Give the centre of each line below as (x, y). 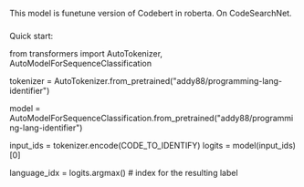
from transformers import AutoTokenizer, (86, 53)
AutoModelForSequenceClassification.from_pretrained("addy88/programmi (152, 118)
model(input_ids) (264, 145)
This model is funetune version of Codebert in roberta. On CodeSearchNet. (151, 13)
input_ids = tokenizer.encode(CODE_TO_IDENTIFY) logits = (120, 145)
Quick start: (31, 36)
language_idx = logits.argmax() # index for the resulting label (124, 172)
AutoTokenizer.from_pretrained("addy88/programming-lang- (168, 80)
